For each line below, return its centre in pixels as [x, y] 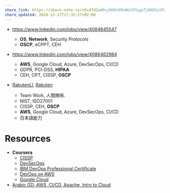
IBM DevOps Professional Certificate [58, 169]
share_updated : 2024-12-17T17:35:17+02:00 [50, 15]
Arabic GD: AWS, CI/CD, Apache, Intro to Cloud [61, 185]
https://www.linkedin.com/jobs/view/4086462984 [64, 54]
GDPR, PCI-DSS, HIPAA [44, 70]
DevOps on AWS [37, 174]
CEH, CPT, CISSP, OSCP [45, 75]
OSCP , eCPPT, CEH [40, 44]
